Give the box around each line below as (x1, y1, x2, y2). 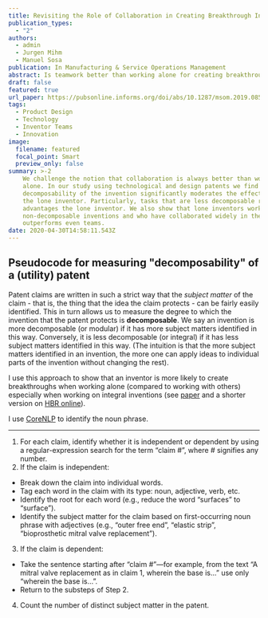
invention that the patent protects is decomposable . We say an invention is (8, 315, 255, 325)
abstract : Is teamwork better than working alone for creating (8, 71, 223, 79)
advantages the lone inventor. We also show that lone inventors (22, 204, 245, 212)
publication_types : (8, 19, 73, 27)
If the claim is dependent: (19, 544, 104, 553)
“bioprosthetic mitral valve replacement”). (19, 528, 157, 538)
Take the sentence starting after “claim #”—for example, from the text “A (19, 559, 258, 569)
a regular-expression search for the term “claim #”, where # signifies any (19, 445, 259, 455)
